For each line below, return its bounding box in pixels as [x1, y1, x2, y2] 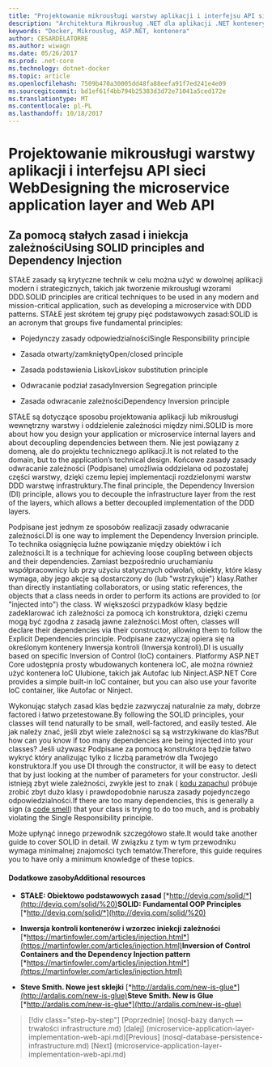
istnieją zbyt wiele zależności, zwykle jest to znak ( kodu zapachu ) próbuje [8, 778, 257, 788]
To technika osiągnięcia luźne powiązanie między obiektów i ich [8, 540, 222, 548]
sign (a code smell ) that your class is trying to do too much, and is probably [8, 804, 261, 814]
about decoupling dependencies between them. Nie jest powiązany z [8, 438, 240, 447]
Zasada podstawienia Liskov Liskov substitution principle [19, 365, 209, 375]
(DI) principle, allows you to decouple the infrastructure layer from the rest [8, 489, 257, 498]
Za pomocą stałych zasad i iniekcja [8, 228, 189, 242]
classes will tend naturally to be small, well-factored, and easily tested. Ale [8, 718, 257, 728]
